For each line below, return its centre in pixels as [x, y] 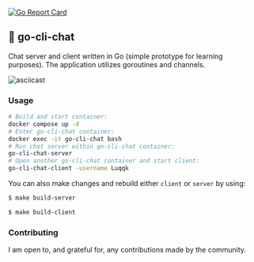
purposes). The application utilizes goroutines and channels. [107, 64]
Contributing [33, 232]
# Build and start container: [58, 117]
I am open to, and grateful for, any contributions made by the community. [127, 250]
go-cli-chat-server [40, 154]
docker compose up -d [44, 124]
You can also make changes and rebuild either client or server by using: [127, 184]
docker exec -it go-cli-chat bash [65, 139]
